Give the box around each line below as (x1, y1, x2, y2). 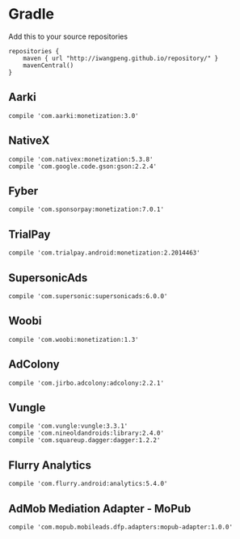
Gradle (8, 5, 55, 23)
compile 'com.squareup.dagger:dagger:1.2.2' (8, 436, 161, 444)
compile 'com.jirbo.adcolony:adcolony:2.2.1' (8, 379, 164, 387)
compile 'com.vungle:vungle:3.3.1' (8, 422, 128, 431)
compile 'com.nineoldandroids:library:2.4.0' (8, 429, 164, 437)
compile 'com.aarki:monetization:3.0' (8, 112, 139, 120)
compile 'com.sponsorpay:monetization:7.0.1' (8, 205, 164, 214)
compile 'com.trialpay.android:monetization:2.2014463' (8, 249, 200, 257)
